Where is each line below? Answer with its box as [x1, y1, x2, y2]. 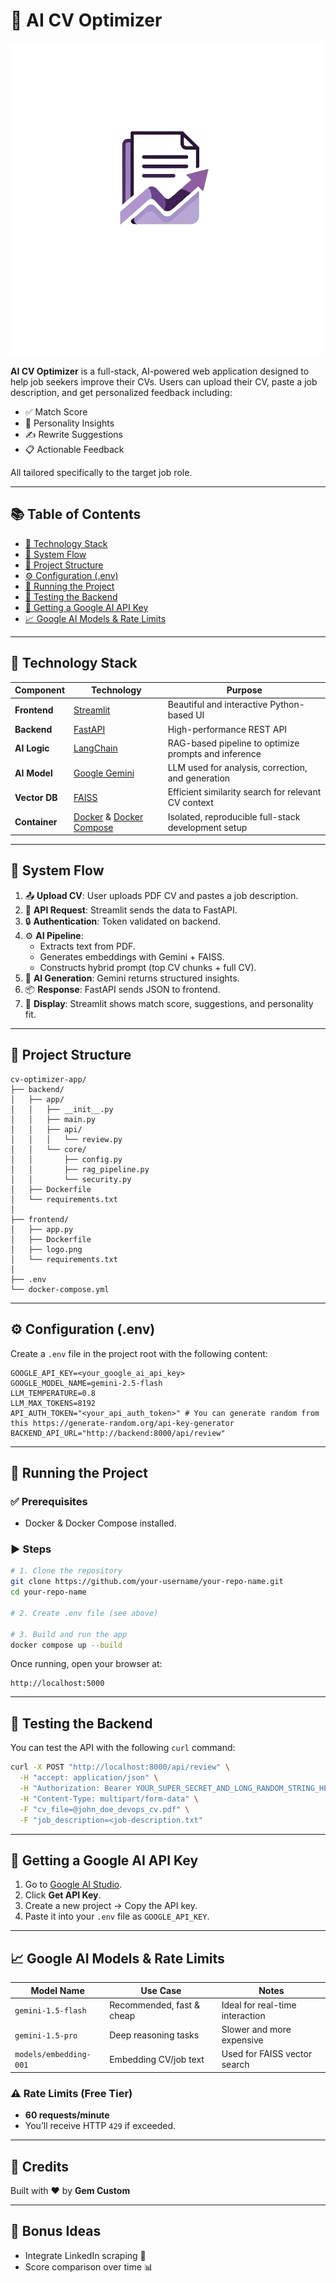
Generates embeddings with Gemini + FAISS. [39, 950, 225, 963]
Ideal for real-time [221, 1999, 297, 2011]
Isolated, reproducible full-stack [167, 810, 301, 823]
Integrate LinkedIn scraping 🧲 [24, 2249, 147, 2261]
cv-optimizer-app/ [10, 1074, 87, 1084]
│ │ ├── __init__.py [10, 1104, 114, 1114]
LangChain [73, 742, 118, 754]
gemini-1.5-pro [14, 2030, 78, 2041]
